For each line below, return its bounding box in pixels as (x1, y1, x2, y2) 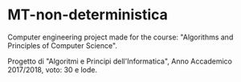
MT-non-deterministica (7, 6, 168, 24)
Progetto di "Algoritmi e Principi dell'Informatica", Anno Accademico (7, 56, 232, 66)
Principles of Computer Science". (7, 40, 118, 50)
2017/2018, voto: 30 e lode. (7, 64, 98, 74)
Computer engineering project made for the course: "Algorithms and (7, 32, 234, 42)
